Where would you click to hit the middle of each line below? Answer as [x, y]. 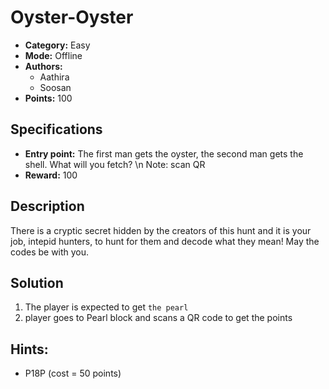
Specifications [56, 129]
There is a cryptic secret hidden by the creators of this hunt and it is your [161, 230]
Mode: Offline [53, 55]
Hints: [29, 349]
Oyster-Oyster [72, 17]
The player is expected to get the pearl [106, 307]
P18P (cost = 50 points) [73, 373]
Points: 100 [48, 98]
